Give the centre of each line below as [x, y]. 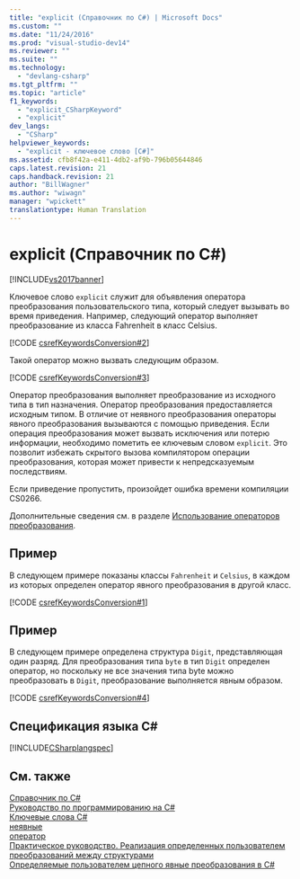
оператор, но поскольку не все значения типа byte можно [122, 671]
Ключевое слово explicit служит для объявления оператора [128, 297]
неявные [26, 826]
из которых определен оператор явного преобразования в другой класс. [150, 584]
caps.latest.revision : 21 [57, 168]
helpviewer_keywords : [50, 143]
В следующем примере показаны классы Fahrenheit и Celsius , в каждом [150, 575]
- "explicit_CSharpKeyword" [70, 110]
